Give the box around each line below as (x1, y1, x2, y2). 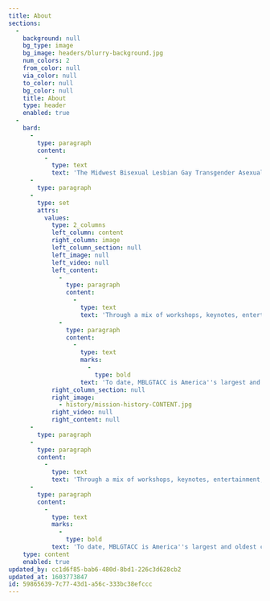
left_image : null (51, 251, 110, 259)
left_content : (51, 266, 99, 274)
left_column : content (51, 228, 125, 237)
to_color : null (22, 79, 74, 87)
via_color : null (22, 72, 78, 80)
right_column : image (51, 237, 121, 245)
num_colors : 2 (22, 57, 70, 65)
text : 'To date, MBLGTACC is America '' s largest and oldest (51, 543, 257, 551)
